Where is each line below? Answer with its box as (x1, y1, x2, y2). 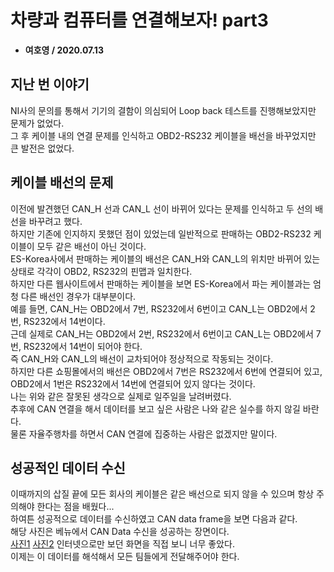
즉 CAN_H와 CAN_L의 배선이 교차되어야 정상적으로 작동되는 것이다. (10, 352, 274, 365)
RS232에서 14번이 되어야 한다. (23, 340, 143, 352)
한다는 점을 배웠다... (36, 501, 115, 513)
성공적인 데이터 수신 (10, 459, 126, 476)
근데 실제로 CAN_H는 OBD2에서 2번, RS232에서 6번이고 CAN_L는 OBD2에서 (10, 327, 314, 340)
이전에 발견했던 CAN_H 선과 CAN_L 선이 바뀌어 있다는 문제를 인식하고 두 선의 (10, 202, 313, 215)
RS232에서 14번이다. (23, 315, 106, 327)
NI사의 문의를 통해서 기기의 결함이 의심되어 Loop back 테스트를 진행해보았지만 (10, 104, 317, 116)
